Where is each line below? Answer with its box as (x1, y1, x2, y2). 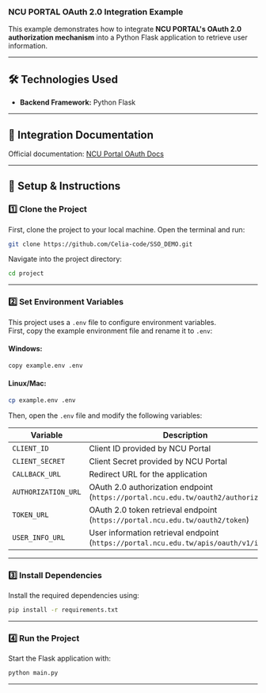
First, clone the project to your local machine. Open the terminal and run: (8, 224, 245, 234)
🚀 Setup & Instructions (8, 179, 121, 193)
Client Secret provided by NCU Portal (89, 455, 228, 466)
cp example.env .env (8, 396, 77, 404)
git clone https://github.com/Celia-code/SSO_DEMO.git (8, 240, 193, 248)
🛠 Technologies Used (8, 72, 119, 86)
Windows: (8, 344, 43, 354)
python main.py (8, 669, 59, 677)
